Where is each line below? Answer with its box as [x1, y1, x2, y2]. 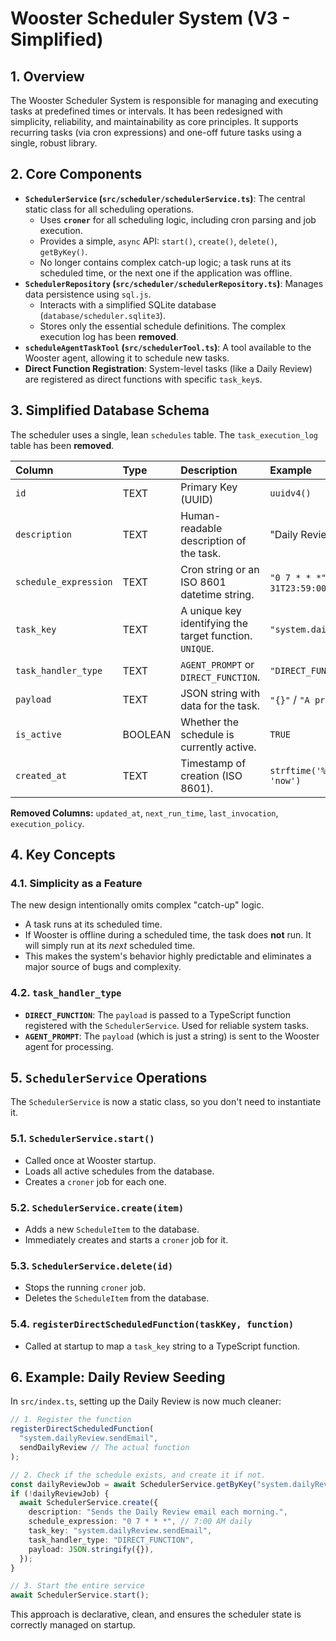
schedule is [180, 727, 235, 741]
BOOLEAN [122, 727, 172, 741]
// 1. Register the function [10, 1415, 132, 1425]
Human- [180, 508, 222, 522]
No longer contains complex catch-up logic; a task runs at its [39, 256, 292, 268]
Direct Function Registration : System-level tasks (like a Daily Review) [24, 362, 313, 374]
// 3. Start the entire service [10, 1581, 145, 1591]
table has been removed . [10, 439, 115, 451]
